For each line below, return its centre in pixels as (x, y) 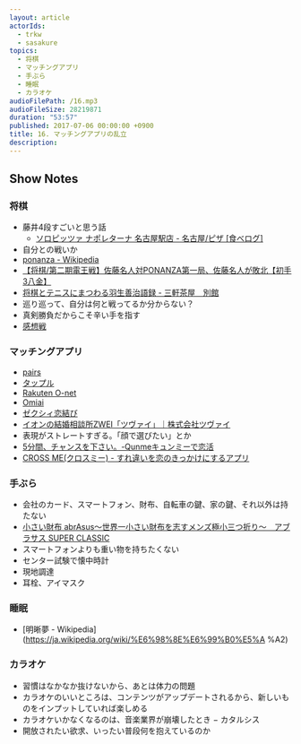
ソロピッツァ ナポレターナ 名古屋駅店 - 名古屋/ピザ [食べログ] (149, 238)
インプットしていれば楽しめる (93, 708)
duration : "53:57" (43, 117)
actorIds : (28, 26)
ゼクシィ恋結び (50, 412)
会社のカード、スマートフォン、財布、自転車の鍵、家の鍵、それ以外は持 (155, 505)
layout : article (39, 17)
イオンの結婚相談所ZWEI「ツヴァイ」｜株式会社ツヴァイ (126, 424)
